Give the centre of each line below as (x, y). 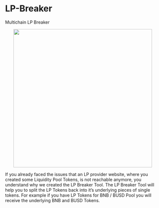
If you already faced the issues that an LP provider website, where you (77, 174)
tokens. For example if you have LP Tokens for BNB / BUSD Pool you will (78, 195)
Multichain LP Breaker (28, 22)
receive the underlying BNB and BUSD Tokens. (52, 200)
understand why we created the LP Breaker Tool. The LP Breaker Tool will (80, 184)
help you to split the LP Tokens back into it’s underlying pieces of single (78, 190)
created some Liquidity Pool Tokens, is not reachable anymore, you (73, 179)
